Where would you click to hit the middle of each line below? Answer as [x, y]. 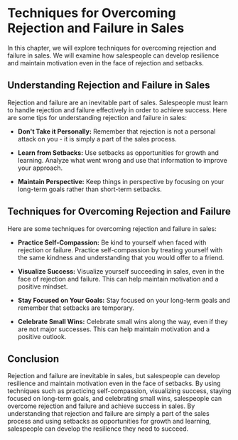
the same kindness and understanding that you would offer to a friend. [121, 257]
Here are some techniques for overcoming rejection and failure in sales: [112, 228]
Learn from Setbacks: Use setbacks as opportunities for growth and [118, 152]
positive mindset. [43, 286]
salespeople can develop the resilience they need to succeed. [98, 429]
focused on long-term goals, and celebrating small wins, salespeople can [115, 399]
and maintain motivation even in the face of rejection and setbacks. [106, 63]
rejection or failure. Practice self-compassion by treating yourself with [120, 249]
